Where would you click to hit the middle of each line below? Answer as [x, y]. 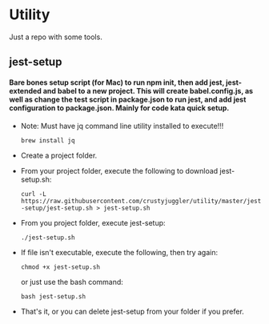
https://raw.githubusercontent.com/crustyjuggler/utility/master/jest [141, 201]
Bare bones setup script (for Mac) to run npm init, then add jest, [117, 82]
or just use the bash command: [72, 282]
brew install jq [48, 140]
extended [26, 90]
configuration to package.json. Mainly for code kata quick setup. [119, 108]
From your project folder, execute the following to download [119, 170]
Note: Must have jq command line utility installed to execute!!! [122, 126]
